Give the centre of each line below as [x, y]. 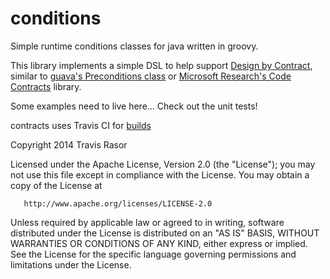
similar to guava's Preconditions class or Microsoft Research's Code [151, 76]
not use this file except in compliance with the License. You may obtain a [160, 174]
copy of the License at [56, 185]
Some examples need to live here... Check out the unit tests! [134, 106]
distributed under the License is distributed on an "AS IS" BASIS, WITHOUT [165, 233]
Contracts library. [46, 86]
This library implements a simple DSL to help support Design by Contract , [161, 65]
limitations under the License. [71, 264]
